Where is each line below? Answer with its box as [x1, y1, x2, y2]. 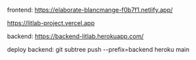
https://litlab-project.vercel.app [7, 19, 95, 27]
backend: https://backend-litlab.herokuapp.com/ [7, 32, 144, 40]
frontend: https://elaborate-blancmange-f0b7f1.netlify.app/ [7, 6, 173, 14]
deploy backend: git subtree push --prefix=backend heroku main [7, 46, 190, 53]
